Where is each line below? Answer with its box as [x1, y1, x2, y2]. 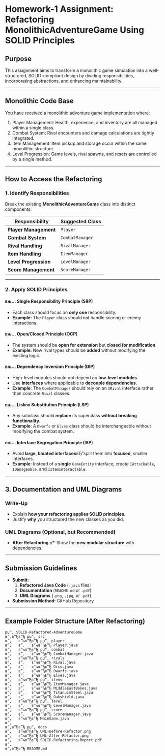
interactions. [12, 320, 38, 326]
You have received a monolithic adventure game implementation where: [5, 110, 150, 116]
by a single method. [12, 156, 53, 162]
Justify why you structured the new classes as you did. [12, 516, 124, 523]
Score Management [7, 266, 55, 273]
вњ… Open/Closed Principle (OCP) [5, 331, 78, 337]
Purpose [5, 54, 32, 63]
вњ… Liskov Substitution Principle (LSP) [5, 401, 89, 407]
